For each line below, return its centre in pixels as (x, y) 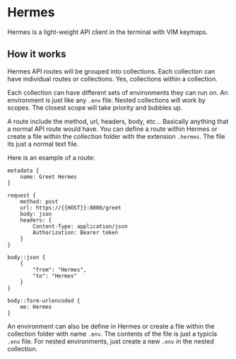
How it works (37, 54)
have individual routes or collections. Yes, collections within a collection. (112, 79)
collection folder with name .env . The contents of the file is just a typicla (112, 334)
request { (22, 195)
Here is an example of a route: (51, 157)
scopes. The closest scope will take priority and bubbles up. (95, 108)
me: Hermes (36, 307)
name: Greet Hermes (49, 177)
